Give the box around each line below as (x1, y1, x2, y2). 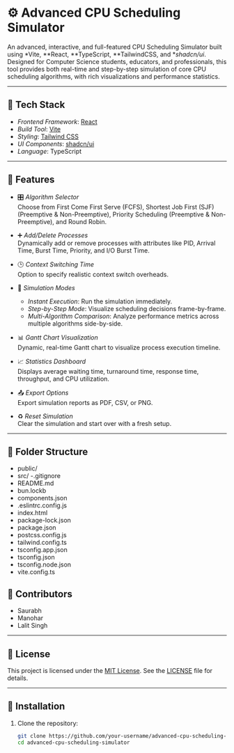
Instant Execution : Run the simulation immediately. (27, 297, 173, 306)
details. (7, 674, 29, 682)
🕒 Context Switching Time (17, 260, 95, 269)
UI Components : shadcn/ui (17, 139, 95, 148)
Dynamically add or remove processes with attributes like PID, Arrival (17, 239, 216, 247)
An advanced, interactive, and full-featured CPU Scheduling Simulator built (7, 42, 222, 51)
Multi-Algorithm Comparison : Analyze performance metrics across (27, 312, 219, 320)
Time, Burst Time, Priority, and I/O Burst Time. (17, 246, 150, 255)
